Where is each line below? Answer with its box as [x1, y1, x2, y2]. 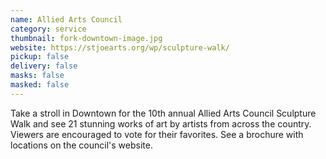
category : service [10, 24, 87, 34]
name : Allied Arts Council [10, 14, 123, 25]
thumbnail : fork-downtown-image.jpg [10, 33, 163, 43]
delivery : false [10, 61, 78, 71]
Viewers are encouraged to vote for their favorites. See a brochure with [10, 128, 304, 140]
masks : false [10, 71, 65, 81]
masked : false [10, 80, 70, 90]
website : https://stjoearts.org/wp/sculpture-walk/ [10, 42, 230, 53]
